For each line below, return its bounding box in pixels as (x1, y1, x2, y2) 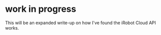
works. (5, 25, 19, 31)
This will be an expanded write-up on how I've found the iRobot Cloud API (5, 20, 156, 26)
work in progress (5, 3, 76, 15)
